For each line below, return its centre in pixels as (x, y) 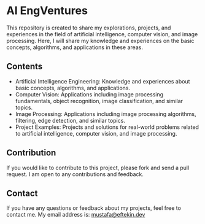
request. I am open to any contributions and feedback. (75, 174)
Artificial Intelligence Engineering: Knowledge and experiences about (102, 81)
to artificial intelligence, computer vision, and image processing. (96, 133)
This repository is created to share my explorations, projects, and (89, 28)
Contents (25, 67)
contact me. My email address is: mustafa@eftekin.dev (76, 215)
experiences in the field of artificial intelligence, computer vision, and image (102, 34)
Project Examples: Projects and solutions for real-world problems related (107, 127)
